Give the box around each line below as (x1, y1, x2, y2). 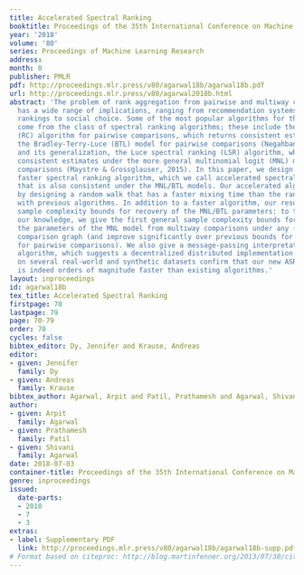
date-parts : (17, 493, 63, 503)
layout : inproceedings (9, 274, 95, 283)
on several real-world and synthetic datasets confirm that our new (17, 257, 281, 267)
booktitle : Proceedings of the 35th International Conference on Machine (9, 22, 294, 31)
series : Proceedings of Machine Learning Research (9, 47, 204, 56)
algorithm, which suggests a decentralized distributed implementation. (17, 249, 298, 258)
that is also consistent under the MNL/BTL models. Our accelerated (17, 182, 281, 191)
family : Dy (17, 367, 59, 376)
